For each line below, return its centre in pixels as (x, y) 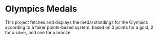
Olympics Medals (41, 9)
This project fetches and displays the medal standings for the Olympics (77, 22)
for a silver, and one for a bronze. (39, 32)
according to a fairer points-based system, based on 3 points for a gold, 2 (79, 27)
